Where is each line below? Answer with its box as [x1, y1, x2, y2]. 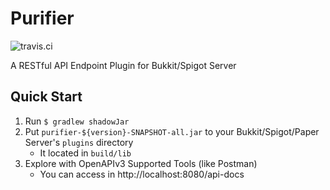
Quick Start [10, 88, 83, 106]
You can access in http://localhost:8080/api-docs [39, 168, 245, 180]
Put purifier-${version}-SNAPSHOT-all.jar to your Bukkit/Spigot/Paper [24, 125, 320, 137]
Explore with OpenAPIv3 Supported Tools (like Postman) [24, 157, 258, 169]
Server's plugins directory [24, 136, 134, 148]
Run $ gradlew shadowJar [24, 115, 130, 127]
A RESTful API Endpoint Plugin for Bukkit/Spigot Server [10, 59, 237, 71]
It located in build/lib [39, 147, 132, 159]
